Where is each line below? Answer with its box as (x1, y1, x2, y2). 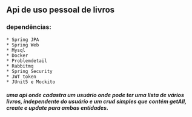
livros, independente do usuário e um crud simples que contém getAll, (6, 98, 187, 105)
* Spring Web (6, 42, 39, 48)
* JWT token (6, 74, 36, 80)
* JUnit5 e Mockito (6, 78, 56, 85)
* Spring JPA (6, 36, 39, 43)
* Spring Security (6, 68, 53, 74)
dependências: (6, 23, 51, 31)
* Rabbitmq (6, 63, 34, 69)
